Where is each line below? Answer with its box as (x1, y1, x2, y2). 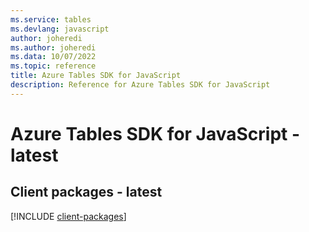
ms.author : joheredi (10, 42, 97, 53)
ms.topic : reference (10, 61, 97, 71)
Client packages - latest (10, 184, 163, 201)
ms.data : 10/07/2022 (10, 52, 97, 62)
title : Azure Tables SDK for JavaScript (10, 71, 182, 81)
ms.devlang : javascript (10, 24, 110, 34)
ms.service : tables (10, 14, 92, 25)
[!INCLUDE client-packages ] (10, 210, 127, 222)
